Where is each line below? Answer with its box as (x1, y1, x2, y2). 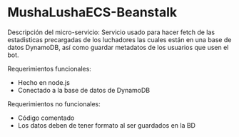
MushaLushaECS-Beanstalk (7, 4, 177, 21)
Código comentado (17, 113, 75, 122)
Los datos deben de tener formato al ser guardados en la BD (17, 121, 196, 129)
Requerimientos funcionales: (7, 64, 91, 73)
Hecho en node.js (17, 78, 70, 86)
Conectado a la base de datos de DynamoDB (17, 86, 151, 94)
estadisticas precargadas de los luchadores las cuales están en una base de (7, 35, 232, 44)
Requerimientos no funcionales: (7, 99, 101, 108)
